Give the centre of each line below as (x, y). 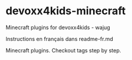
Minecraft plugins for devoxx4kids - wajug (58, 27)
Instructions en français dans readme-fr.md (59, 39)
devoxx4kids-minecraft (66, 11)
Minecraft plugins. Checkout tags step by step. (63, 50)
